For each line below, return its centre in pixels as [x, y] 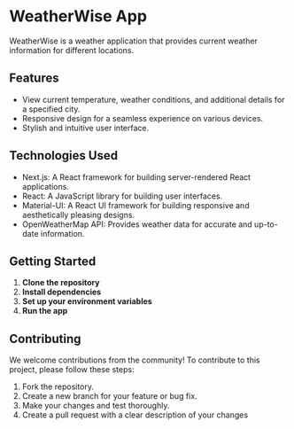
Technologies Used [63, 156]
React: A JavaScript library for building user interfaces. [122, 196]
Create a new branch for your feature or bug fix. [109, 396]
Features [34, 78]
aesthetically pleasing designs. [78, 214]
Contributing [45, 339]
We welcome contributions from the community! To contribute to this [135, 360]
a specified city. [51, 109]
